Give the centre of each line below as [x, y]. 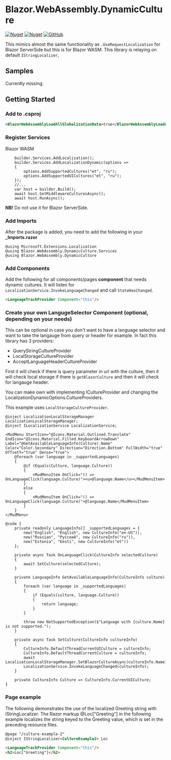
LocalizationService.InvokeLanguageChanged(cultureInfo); [86, 667]
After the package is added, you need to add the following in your [74, 232]
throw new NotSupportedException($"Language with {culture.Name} [94, 622]
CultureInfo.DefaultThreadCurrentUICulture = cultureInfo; [88, 649]
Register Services [28, 138]
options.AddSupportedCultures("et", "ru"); [70, 171]
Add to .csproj [23, 114]
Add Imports [21, 221]
